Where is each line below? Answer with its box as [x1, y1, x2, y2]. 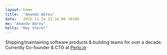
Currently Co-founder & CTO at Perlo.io [5, 45, 86, 51]
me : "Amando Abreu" [5, 21, 46, 26]
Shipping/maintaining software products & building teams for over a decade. [5, 39, 162, 45]
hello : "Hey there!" [5, 26, 48, 31]
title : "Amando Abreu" [5, 12, 55, 17]
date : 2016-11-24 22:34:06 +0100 [5, 16, 79, 21]
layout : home [5, 7, 32, 12]
